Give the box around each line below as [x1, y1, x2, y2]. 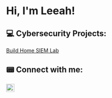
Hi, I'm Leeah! [6, 4, 75, 18]
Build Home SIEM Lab [6, 47, 59, 54]
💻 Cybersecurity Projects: [6, 28, 107, 38]
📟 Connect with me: [6, 65, 83, 75]
